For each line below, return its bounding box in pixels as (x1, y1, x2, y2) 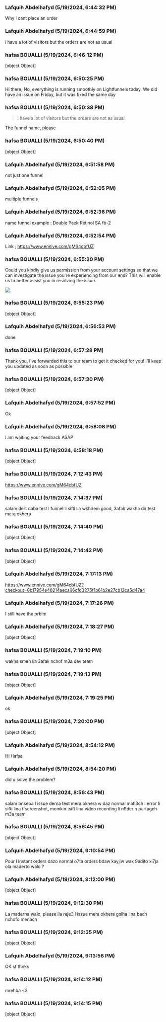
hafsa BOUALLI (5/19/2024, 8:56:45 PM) (5, 823, 105, 830)
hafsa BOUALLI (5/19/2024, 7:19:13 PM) (5, 670, 102, 677)
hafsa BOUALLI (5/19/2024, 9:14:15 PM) (5, 1000, 103, 1007)
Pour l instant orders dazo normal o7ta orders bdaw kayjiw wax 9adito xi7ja (5, 859, 159, 865)
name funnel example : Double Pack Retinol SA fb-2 (5, 220, 111, 226)
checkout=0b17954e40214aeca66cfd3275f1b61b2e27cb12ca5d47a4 (5, 587, 145, 593)
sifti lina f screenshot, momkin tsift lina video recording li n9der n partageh (5, 805, 157, 811)
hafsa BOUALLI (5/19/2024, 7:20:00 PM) (5, 718, 105, 725)
